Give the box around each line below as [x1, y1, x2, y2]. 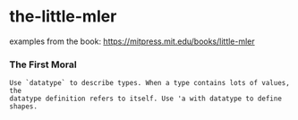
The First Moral [9, 58, 78, 71]
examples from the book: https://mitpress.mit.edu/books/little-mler [9, 36, 255, 47]
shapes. [9, 102, 38, 111]
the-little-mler [9, 6, 117, 27]
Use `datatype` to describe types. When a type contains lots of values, [9, 79, 291, 88]
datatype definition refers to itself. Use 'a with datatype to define [9, 94, 282, 104]
